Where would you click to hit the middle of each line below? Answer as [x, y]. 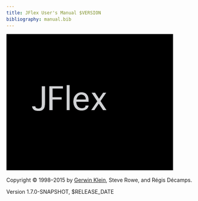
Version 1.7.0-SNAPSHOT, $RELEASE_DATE [60, 191]
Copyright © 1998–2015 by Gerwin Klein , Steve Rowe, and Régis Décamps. [99, 180]
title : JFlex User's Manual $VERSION [54, 13]
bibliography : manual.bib [39, 19]
